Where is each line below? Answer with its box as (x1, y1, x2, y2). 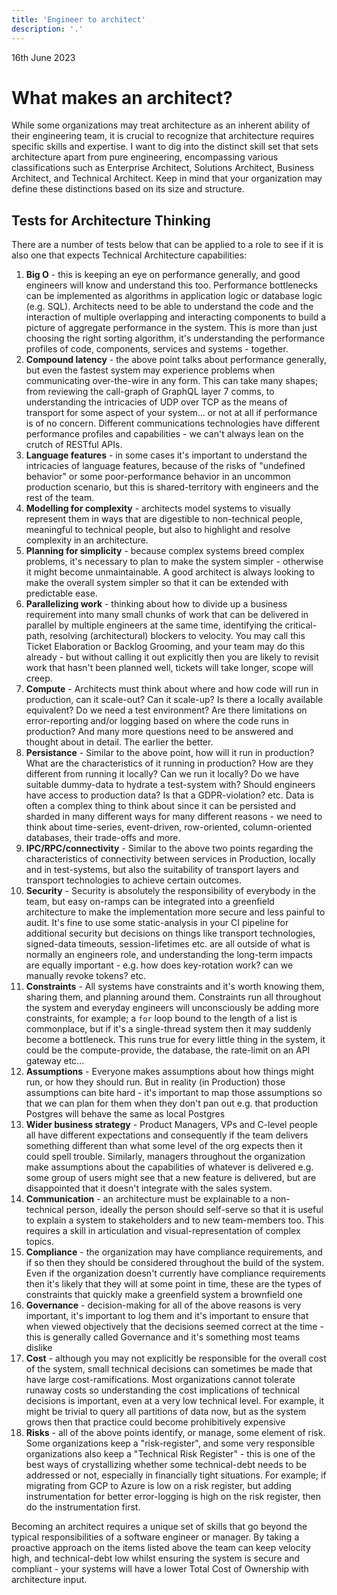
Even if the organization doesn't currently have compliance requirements (25, 1267, 326, 1280)
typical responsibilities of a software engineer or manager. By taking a (11, 1531, 300, 1543)
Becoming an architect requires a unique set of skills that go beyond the (11, 1521, 308, 1533)
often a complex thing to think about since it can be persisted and (25, 800, 297, 812)
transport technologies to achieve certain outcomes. (25, 874, 242, 886)
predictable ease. (25, 587, 98, 600)
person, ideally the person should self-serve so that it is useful (65, 1204, 324, 1216)
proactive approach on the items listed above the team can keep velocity (11, 1542, 311, 1554)
